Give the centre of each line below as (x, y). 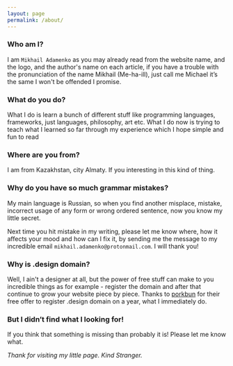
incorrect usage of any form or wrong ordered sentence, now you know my (115, 210)
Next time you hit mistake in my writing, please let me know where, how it (112, 231)
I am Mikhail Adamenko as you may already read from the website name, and (116, 59)
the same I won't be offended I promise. (64, 81)
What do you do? (37, 99)
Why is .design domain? (49, 264)
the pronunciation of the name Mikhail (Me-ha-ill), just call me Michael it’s (112, 74)
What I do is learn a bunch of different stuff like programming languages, (111, 115)
